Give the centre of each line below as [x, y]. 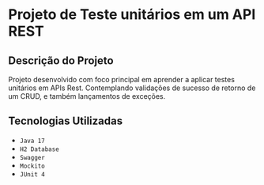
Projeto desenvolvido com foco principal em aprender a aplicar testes [122, 79]
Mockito [32, 166]
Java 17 [32, 141]
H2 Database [39, 149]
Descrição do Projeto [61, 60]
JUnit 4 [32, 174]
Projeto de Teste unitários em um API [132, 15]
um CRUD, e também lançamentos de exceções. [87, 96]
